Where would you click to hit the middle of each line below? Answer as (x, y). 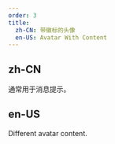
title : (19, 23)
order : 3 (22, 15)
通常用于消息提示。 (39, 89)
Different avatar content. (48, 133)
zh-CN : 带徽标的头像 (45, 30)
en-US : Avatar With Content (61, 37)
